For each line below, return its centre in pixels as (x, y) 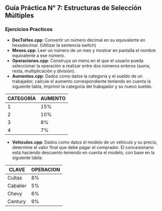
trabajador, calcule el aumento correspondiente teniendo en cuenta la (81, 81)
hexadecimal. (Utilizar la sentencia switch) (54, 45)
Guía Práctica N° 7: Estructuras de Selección (73, 8)
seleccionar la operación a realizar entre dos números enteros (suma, (81, 65)
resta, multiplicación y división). (44, 71)
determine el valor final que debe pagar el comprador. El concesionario (83, 147)
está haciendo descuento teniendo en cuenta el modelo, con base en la (83, 152)
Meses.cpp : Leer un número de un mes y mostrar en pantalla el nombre (84, 50)
